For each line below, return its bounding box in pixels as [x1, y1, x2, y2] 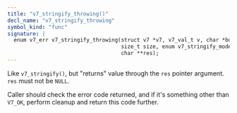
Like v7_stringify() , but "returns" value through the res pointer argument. [7, 69, 224, 78]
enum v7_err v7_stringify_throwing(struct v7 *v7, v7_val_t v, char [13, 37, 219, 44]
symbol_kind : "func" [7, 23, 68, 30]
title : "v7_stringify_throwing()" [7, 10, 109, 18]
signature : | [7, 30, 46, 37]
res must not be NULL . [7, 76, 70, 85]
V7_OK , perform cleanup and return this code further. [7, 97, 159, 106]
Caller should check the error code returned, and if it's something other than [7, 90, 229, 99]
